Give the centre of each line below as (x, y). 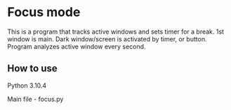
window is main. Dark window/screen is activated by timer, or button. (107, 39)
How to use (32, 68)
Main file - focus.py (35, 99)
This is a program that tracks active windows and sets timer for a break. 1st (116, 32)
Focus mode (44, 12)
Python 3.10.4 (27, 85)
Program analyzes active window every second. (77, 46)
